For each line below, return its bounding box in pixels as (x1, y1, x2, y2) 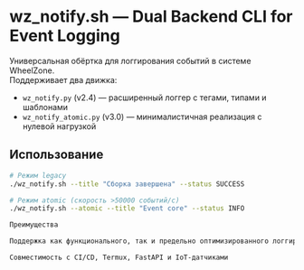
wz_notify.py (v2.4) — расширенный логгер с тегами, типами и (22, 92, 267, 103)
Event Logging (9, 25, 120, 46)
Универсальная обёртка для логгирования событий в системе (9, 55, 252, 66)
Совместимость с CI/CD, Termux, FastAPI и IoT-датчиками (9, 253, 229, 262)
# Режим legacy (9, 171, 67, 180)
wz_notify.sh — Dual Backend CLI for (9, 6, 293, 27)
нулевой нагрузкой (22, 120, 97, 132)
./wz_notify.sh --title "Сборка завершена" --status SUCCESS (9, 179, 245, 189)
